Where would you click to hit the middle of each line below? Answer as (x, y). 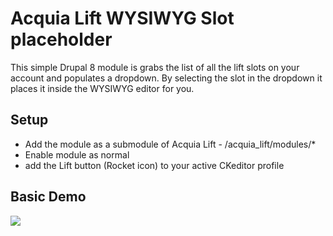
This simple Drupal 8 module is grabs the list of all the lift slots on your (155, 67)
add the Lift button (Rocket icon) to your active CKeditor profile (154, 165)
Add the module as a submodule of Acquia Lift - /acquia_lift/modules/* (170, 144)
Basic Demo (48, 197)
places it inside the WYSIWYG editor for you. (102, 88)
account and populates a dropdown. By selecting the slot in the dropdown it (166, 78)
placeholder (61, 39)
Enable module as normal (77, 154)
